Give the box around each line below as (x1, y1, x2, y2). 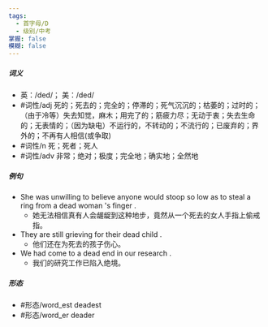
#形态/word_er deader (19, 310, 95, 321)
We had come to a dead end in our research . (19, 248, 172, 258)
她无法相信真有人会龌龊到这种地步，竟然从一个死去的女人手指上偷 (32, 210, 253, 220)
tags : (8, 11, 27, 20)
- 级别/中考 (15, 27, 51, 35)
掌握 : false (8, 34, 46, 43)
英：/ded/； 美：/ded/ (19, 90, 95, 100)
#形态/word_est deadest (19, 300, 102, 310)
